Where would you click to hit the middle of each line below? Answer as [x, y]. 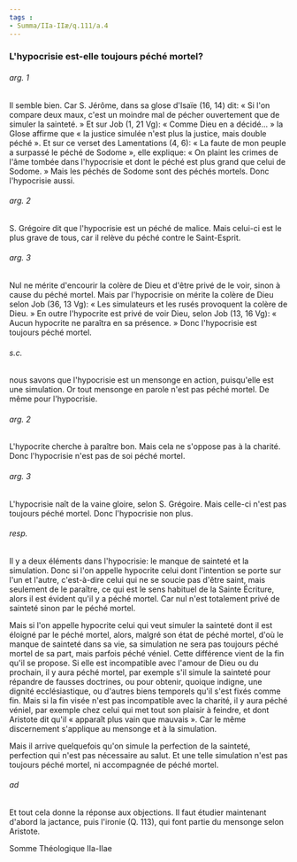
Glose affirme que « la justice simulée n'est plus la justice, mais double [138, 133]
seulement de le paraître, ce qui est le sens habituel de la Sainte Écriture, [142, 589]
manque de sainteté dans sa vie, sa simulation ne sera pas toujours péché [144, 644]
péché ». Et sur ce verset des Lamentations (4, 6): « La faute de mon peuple [148, 143]
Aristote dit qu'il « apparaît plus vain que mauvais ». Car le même [127, 719]
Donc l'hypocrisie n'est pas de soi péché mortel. [97, 456]
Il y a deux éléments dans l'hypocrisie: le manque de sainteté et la [129, 561]
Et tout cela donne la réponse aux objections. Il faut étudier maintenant [138, 812]
